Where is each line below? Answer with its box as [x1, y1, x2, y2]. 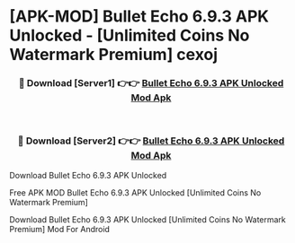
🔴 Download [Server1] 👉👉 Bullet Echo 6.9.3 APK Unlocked [18, 77, 284, 90]
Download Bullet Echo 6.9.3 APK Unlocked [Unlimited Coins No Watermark [9, 213, 286, 225]
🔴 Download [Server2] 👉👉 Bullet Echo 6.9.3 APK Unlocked [17, 135, 285, 147]
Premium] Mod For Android [9, 223, 111, 234]
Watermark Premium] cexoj [9, 45, 219, 65]
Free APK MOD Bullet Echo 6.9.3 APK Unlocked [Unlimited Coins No [9, 187, 262, 198]
